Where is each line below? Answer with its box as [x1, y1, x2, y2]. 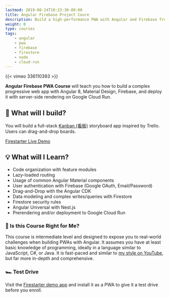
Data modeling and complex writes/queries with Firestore [12, 193, 133, 200]
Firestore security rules [12, 198, 61, 205]
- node [14, 54, 28, 60]
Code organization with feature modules [12, 166, 97, 173]
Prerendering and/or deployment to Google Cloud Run [12, 209, 125, 216]
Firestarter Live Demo [5, 138, 51, 145]
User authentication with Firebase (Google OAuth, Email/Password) [12, 182, 153, 188]
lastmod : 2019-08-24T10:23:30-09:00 [5, 7, 82, 13]
